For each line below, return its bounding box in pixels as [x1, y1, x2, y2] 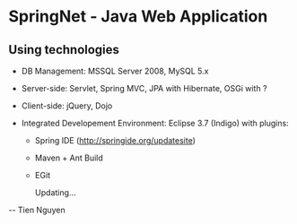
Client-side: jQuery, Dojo [21, 100, 113, 111]
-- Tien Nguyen [8, 204, 66, 215]
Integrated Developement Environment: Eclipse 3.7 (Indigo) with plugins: [21, 118, 289, 128]
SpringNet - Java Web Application [8, 6, 268, 27]
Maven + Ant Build [34, 152, 104, 163]
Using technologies [8, 42, 120, 57]
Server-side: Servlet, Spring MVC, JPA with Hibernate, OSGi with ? [21, 83, 267, 93]
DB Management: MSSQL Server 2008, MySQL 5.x [21, 65, 209, 76]
